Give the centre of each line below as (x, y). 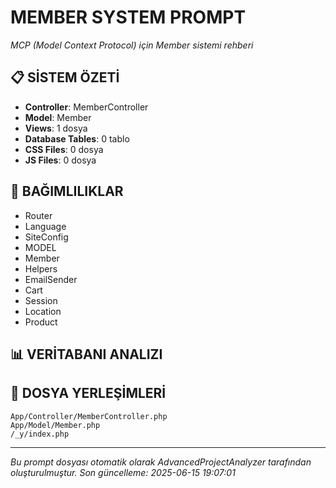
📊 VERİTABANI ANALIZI (86, 354)
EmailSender (51, 279)
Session (41, 300)
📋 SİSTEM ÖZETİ (65, 77)
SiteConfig (46, 237)
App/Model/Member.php (55, 425)
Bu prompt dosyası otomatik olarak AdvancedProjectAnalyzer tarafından (161, 462)
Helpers (41, 268)
